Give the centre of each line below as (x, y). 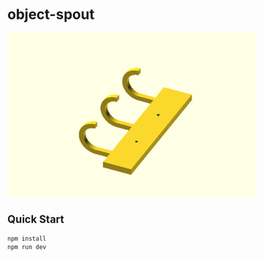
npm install (27, 239)
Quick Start (36, 219)
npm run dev (27, 247)
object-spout (51, 15)
